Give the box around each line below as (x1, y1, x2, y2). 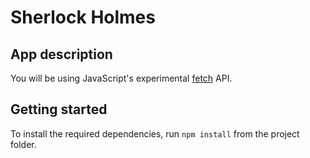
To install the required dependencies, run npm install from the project (10, 127, 300, 140)
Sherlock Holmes (10, 6, 156, 29)
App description (10, 46, 113, 63)
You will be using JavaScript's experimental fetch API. (10, 72, 233, 84)
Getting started (10, 101, 108, 118)
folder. (10, 138, 37, 150)
